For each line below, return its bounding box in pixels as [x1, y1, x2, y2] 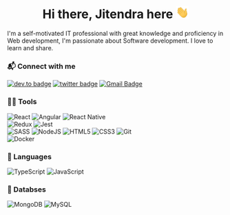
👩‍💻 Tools [7, 97, 37, 107]
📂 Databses [7, 185, 46, 194]
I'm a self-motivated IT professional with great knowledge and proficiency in [7, 30, 224, 38]
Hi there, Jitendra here [42, 6, 174, 22]
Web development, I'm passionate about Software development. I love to [7, 37, 213, 45]
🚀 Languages [7, 152, 52, 161]
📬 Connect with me [7, 61, 76, 71]
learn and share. [7, 44, 54, 52]
